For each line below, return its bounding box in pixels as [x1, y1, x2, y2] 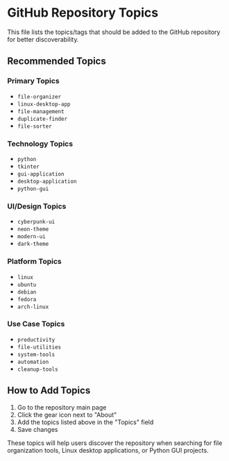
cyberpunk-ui [17, 219, 56, 226]
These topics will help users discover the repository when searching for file [7, 439, 223, 447]
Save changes [17, 425, 58, 433]
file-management [17, 108, 65, 115]
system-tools [17, 351, 56, 358]
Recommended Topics [7, 56, 106, 67]
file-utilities [17, 344, 62, 351]
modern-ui [17, 233, 46, 240]
